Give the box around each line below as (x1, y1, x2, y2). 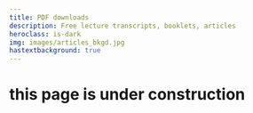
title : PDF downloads (9, 12, 90, 22)
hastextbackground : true (9, 46, 101, 55)
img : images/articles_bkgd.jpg (9, 37, 125, 47)
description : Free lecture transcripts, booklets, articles (9, 21, 237, 30)
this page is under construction (9, 85, 246, 105)
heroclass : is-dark (9, 29, 82, 38)
